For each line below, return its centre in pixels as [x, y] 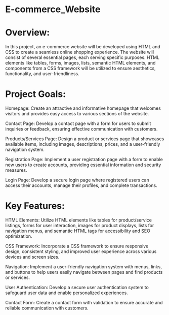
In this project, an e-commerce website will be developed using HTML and [83, 47]
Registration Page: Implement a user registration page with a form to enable [84, 160]
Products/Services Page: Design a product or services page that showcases [85, 139]
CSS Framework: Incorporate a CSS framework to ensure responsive [77, 246]
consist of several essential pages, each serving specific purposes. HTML [82, 57]
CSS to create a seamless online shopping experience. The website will [80, 52]
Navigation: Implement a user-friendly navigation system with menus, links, [83, 267]
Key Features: [35, 206]
